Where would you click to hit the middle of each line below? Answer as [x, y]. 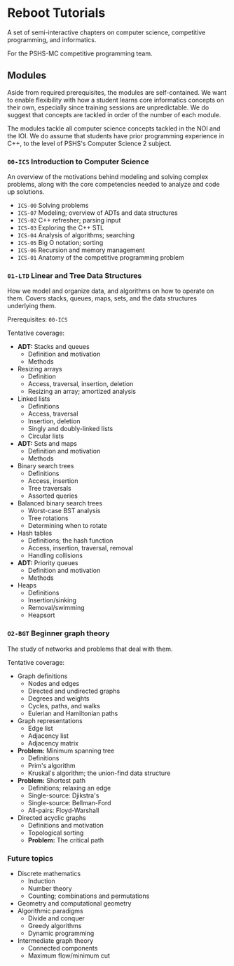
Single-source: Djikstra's [63, 795]
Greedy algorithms [55, 925]
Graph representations [50, 720]
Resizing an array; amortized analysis [82, 392]
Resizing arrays [40, 369]
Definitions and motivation [66, 825]
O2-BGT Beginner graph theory [58, 633]
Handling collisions [55, 555]
